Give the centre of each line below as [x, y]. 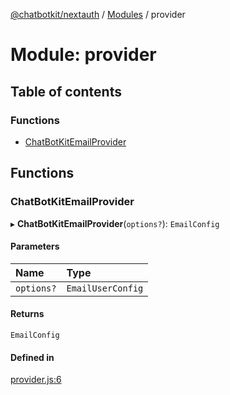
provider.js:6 [36, 380]
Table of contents [66, 91]
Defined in [32, 357]
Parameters [35, 246]
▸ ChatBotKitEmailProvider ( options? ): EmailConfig [115, 223]
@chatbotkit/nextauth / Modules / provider [98, 14]
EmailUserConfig [105, 288]
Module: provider [83, 55]
